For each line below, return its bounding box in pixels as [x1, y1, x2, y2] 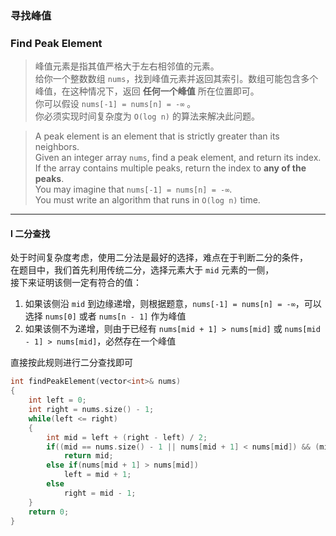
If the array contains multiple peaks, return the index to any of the [34, 162, 307, 174]
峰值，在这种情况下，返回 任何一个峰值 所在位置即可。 [34, 85, 260, 97]
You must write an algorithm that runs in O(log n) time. [34, 194, 261, 206]
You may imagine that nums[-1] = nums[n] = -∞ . [34, 183, 233, 196]
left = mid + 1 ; [63, 470, 132, 480]
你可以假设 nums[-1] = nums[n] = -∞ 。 [34, 98, 197, 110]
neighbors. [34, 141, 80, 153]
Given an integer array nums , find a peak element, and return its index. [34, 152, 322, 164]
